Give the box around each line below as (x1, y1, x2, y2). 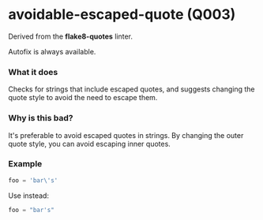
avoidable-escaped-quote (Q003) (8, 6, 236, 24)
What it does (8, 66, 58, 77)
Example (8, 158, 43, 170)
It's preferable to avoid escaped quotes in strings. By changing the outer (8, 130, 244, 140)
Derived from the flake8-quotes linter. (8, 32, 133, 41)
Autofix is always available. (8, 47, 96, 56)
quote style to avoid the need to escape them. (8, 93, 158, 103)
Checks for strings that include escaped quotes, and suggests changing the (8, 84, 255, 94)
